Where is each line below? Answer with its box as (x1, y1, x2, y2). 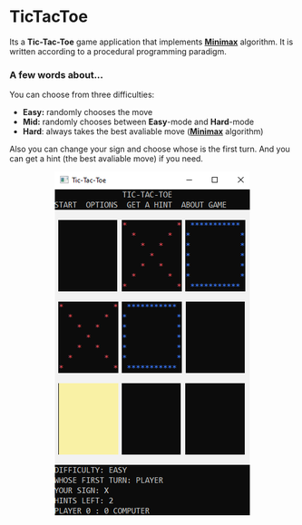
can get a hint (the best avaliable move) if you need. (9, 153, 204, 164)
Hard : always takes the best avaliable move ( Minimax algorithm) (22, 126, 264, 137)
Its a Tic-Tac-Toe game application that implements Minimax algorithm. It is (9, 36, 294, 47)
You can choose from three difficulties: (9, 89, 155, 101)
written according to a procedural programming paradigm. (9, 45, 227, 56)
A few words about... (9, 68, 104, 81)
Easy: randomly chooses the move (22, 107, 153, 118)
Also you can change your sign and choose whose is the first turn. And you (9, 143, 290, 155)
